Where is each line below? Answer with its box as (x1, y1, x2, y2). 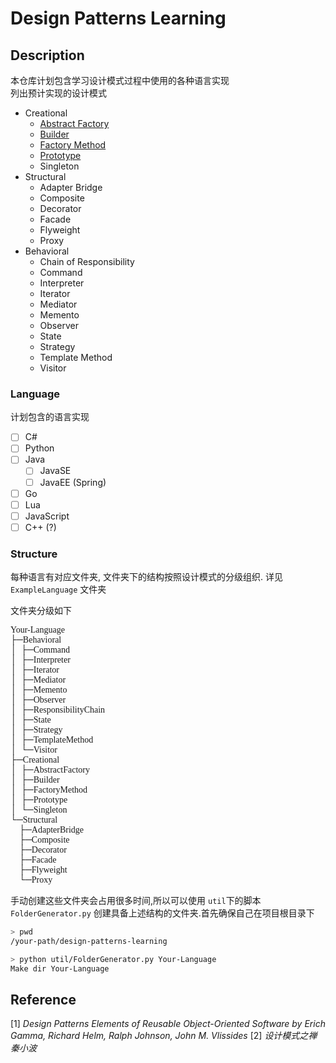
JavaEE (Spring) (39, 476, 107, 488)
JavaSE (39, 465, 72, 477)
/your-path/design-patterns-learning (10, 937, 168, 947)
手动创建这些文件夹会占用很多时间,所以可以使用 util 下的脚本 (10, 895, 262, 907)
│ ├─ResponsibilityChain (10, 705, 106, 716)
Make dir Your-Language (10, 963, 110, 974)
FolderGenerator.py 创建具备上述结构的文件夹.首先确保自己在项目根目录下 (10, 907, 315, 919)
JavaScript (24, 510, 70, 522)
